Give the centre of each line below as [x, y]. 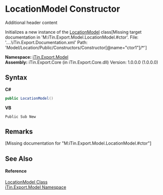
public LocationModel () [29, 98]
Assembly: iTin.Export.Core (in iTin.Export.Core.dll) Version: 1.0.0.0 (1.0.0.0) [81, 62]
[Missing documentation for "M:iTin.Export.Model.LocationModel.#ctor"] [78, 143]
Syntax [16, 77]
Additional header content [31, 22]
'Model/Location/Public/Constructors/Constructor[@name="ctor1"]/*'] [76, 47]
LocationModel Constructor [63, 9]
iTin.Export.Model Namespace [36, 187]
